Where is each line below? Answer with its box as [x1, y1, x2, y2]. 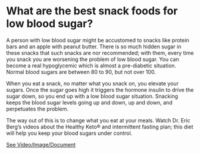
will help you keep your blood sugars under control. [6, 130, 133, 137]
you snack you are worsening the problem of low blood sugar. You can [6, 56, 180, 63]
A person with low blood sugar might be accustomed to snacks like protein [6, 36, 189, 44]
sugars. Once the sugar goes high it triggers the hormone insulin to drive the [6, 86, 194, 93]
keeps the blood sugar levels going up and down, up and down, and [6, 98, 173, 106]
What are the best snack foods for [6, 4, 178, 18]
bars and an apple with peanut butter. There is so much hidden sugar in [6, 43, 182, 50]
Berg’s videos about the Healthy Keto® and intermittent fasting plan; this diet [6, 123, 193, 130]
